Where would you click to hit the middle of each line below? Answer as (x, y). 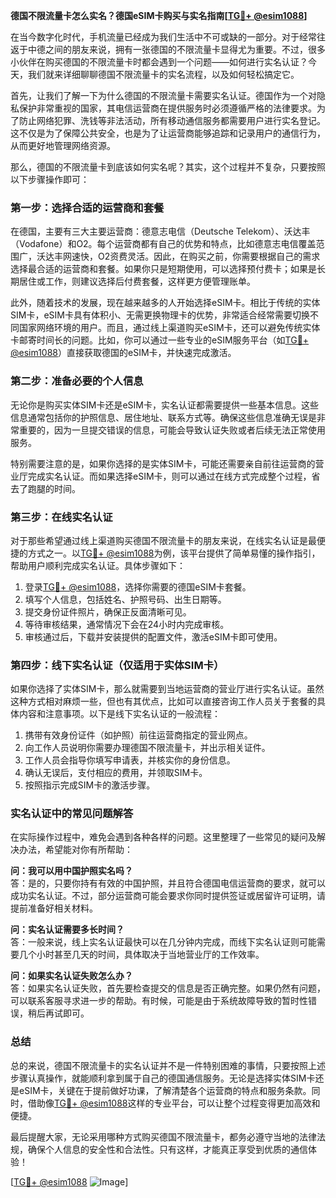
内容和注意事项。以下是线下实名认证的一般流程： (119, 714)
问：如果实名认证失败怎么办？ (71, 976)
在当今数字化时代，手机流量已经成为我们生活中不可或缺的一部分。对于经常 (163, 37)
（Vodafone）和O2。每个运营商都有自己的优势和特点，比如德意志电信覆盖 (163, 244)
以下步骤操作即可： (50, 179)
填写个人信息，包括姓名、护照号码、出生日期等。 (125, 599)
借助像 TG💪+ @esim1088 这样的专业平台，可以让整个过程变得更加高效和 (174, 1103)
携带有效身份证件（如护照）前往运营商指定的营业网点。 (138, 735)
